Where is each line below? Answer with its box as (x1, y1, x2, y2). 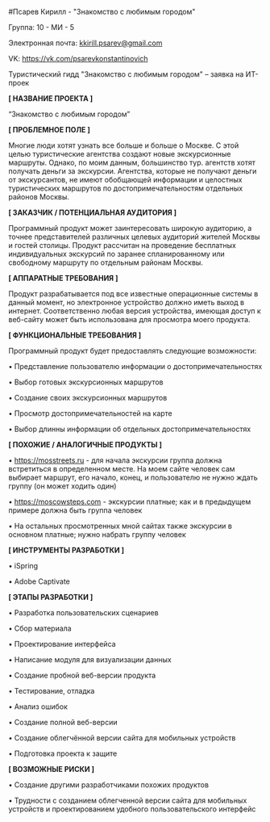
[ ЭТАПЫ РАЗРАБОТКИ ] (8, 593, 93, 602)
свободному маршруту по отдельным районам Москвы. (8, 258, 204, 267)
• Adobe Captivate (8, 577, 71, 586)
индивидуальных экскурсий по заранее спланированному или (8, 250, 225, 258)
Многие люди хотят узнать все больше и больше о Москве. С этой (8, 140, 239, 150)
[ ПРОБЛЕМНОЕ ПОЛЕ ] (8, 125, 90, 134)
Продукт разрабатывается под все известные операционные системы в (8, 289, 259, 298)
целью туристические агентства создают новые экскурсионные (8, 149, 231, 158)
